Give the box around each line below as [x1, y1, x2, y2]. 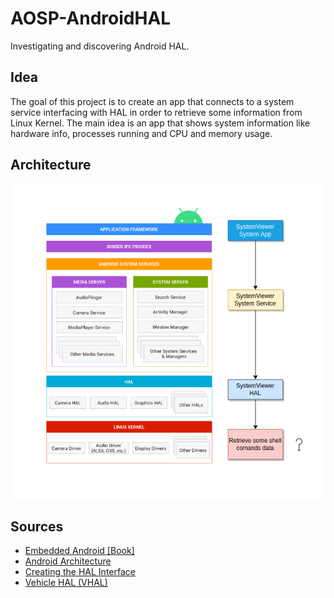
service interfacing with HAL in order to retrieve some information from [10, 106, 303, 118]
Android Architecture [24, 555, 112, 567]
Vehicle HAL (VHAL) [24, 577, 108, 589]
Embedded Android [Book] [24, 545, 135, 557]
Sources [10, 518, 64, 535]
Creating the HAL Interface [24, 566, 136, 578]
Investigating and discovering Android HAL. [10, 40, 190, 52]
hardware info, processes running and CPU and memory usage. [10, 127, 273, 139]
